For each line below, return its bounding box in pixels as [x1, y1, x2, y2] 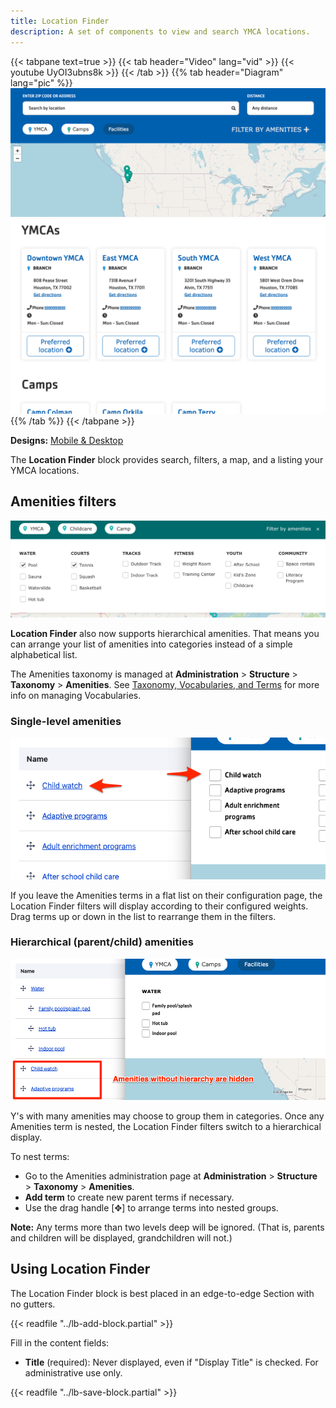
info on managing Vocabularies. [10, 689, 142, 701]
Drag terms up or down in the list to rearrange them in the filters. [10, 910, 277, 922]
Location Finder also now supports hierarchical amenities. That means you [10, 627, 320, 639]
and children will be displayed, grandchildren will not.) [10, 1231, 233, 1244]
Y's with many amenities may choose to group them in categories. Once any [10, 1110, 325, 1122]
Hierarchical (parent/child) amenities [10, 935, 194, 949]
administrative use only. [24, 1366, 123, 1379]
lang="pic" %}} [10, 76, 73, 89]
